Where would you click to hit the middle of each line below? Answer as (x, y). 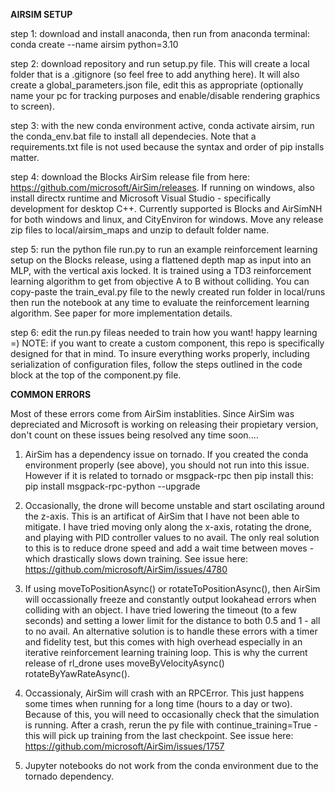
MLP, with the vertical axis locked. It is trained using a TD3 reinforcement (161, 270)
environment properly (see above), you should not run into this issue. (167, 465)
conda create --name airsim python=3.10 (94, 44)
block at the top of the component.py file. (96, 375)
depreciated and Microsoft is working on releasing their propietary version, (164, 424)
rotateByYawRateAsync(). (77, 673)
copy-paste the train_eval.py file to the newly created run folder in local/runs (168, 292)
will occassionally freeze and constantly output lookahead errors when (170, 599)
